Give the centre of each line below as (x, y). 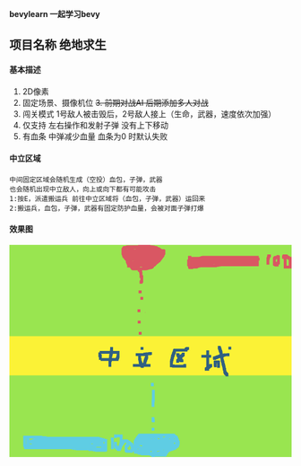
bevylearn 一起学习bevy (55, 14)
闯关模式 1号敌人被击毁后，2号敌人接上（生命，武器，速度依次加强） (149, 114)
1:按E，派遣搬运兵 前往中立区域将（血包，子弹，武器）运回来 (107, 198)
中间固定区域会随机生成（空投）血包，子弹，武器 (86, 180)
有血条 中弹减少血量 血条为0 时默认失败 (95, 136)
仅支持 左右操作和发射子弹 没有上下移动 (95, 125)
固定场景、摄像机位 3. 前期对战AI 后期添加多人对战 (115, 102)
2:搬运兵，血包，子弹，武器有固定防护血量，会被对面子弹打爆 (107, 208)
